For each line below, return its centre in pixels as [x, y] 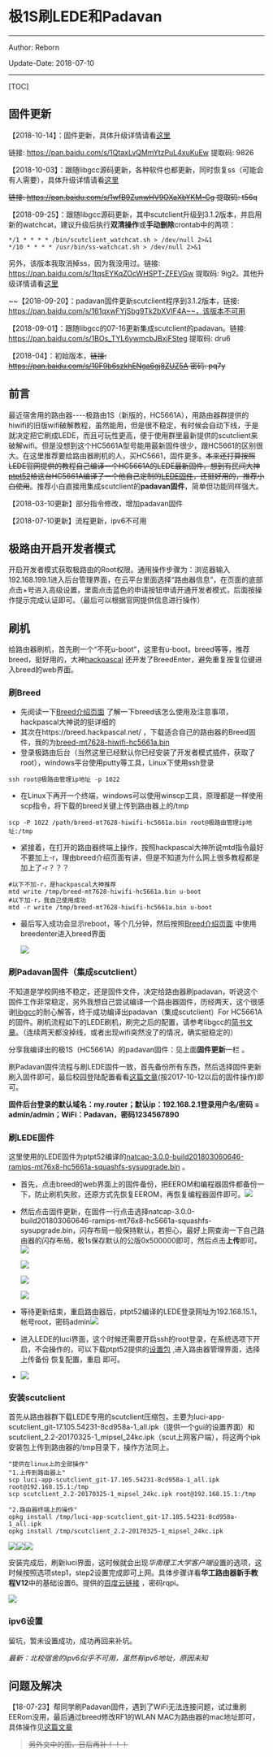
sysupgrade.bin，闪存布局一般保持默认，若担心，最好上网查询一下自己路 [143, 1230]
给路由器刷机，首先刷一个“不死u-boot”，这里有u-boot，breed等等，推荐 [129, 649]
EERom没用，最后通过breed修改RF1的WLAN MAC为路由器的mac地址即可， [134, 1717]
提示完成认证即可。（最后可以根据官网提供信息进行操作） [110, 600]
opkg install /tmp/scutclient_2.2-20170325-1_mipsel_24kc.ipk [116, 1531]
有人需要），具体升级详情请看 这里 [64, 180]
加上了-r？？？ [45, 868]
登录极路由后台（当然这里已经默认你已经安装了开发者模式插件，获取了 [138, 753]
